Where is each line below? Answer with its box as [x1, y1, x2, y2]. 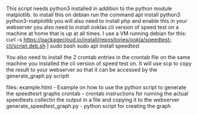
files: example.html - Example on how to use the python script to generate [6, 84, 187, 90]
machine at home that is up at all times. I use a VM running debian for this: [6, 30, 187, 37]
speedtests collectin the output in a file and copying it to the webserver [6, 96, 180, 103]
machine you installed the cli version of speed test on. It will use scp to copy [6, 60, 192, 67]
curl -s [6, 36, 22, 43]
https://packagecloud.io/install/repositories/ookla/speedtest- [23, 36, 172, 43]
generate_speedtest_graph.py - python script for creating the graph [6, 103, 171, 109]
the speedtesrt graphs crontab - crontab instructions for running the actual [6, 90, 189, 97]
